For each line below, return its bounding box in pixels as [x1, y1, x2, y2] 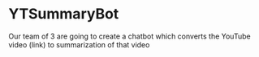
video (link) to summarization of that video [8, 39, 150, 49]
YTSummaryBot [8, 5, 119, 23]
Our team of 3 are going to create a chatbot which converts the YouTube [8, 31, 251, 41]
